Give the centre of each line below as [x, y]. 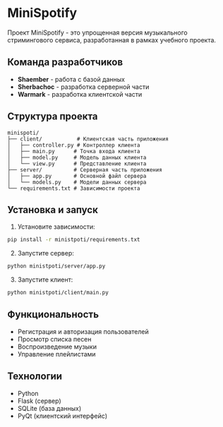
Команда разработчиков [65, 62]
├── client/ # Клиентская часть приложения [88, 139]
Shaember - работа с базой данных [71, 79]
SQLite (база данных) [49, 408]
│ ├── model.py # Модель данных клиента [77, 157]
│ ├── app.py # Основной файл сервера [77, 176]
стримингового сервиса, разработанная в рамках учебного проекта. [112, 40]
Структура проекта [53, 117]
